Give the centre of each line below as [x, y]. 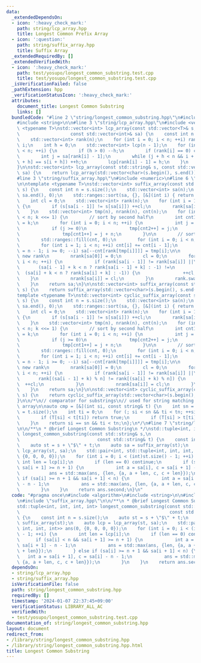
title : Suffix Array [42, 51]
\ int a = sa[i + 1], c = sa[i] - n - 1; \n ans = [98, 557]
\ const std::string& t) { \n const [103, 440]
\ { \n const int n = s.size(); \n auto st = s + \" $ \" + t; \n [103, 518]
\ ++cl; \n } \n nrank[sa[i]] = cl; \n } [106, 384]
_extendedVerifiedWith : [41, 62]
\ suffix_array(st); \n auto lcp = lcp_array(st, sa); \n [92, 523]
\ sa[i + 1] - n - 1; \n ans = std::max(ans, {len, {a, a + [107, 545]
